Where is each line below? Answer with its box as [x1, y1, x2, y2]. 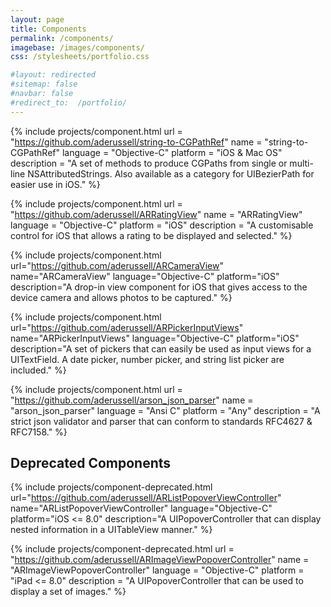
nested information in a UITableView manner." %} [10, 524, 213, 536]
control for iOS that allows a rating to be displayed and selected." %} [10, 229, 293, 241]
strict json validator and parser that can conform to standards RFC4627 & [10, 415, 313, 427]
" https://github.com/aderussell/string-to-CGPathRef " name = [10, 136, 263, 148]
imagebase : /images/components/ [10, 42, 145, 53]
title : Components [10, 24, 87, 34]
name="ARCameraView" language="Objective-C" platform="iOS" [10, 270, 280, 282]
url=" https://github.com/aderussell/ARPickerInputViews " [10, 321, 244, 333]
